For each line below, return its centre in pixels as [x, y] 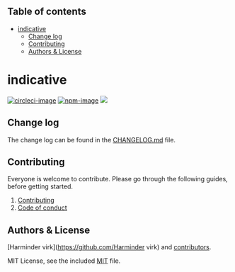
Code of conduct [42, 208]
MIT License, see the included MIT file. [64, 261]
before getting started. [40, 186]
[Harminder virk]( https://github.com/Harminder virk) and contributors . [109, 247]
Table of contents [47, 12]
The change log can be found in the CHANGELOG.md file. [91, 140]
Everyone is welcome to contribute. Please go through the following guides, [117, 179]
